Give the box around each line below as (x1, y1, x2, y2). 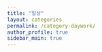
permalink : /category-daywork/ (7, 22, 96, 29)
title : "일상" (7, 9, 44, 17)
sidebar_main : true (7, 35, 63, 42)
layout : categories (7, 16, 63, 23)
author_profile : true (7, 28, 69, 36)
